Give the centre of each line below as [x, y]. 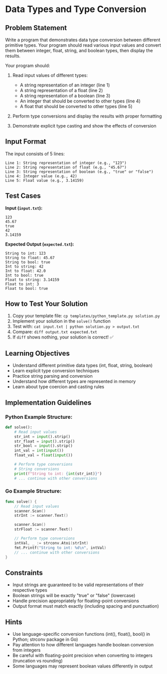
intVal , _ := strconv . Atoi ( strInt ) [51, 543]
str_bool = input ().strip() [43, 446]
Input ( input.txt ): [24, 208]
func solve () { [21, 501]
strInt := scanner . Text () [41, 516]
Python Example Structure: [39, 417]
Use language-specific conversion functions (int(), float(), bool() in [81, 634]
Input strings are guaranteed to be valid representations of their [78, 585]
